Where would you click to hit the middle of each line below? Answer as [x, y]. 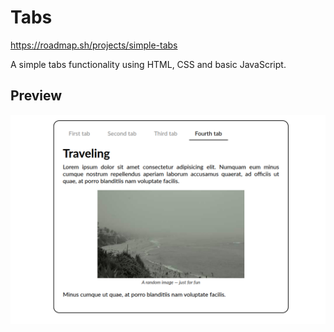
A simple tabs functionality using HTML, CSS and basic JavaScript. [148, 64]
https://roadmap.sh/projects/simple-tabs [94, 45]
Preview [36, 96]
